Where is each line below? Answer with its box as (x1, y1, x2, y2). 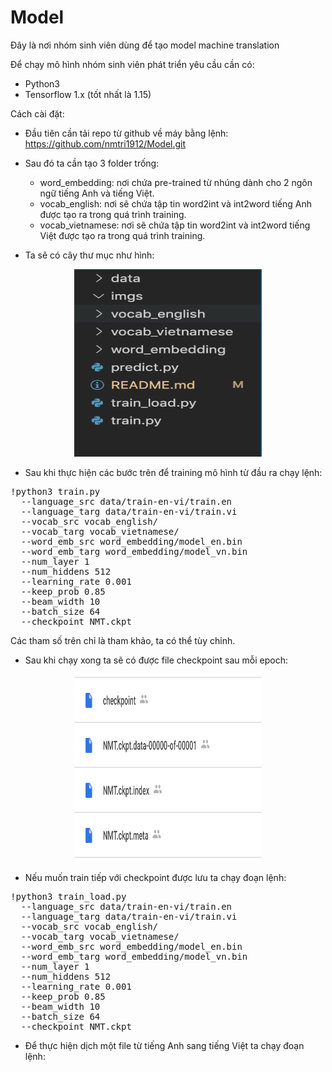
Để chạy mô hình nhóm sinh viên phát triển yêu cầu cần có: (10, 58, 255, 70)
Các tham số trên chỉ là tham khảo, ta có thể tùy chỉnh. (10, 634, 236, 646)
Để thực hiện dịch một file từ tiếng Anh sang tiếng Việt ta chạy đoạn (24, 1039, 305, 1051)
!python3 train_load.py (10, 891, 127, 902)
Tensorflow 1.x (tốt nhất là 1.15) (24, 88, 152, 100)
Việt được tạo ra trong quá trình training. (39, 229, 206, 241)
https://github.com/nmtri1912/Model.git (24, 137, 187, 150)
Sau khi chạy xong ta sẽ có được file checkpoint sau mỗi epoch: (24, 654, 288, 666)
